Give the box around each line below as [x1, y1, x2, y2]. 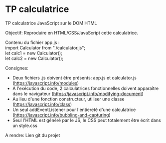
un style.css [12, 122, 37, 128]
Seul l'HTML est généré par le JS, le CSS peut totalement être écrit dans [12, 117, 161, 123]
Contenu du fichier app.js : [5, 39, 60, 45]
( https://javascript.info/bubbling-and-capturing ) [12, 111, 111, 118]
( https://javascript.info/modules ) [12, 80, 79, 86]
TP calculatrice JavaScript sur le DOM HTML [5, 20, 97, 26]
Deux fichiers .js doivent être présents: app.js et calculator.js [12, 74, 137, 80]
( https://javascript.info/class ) [12, 101, 72, 107]
